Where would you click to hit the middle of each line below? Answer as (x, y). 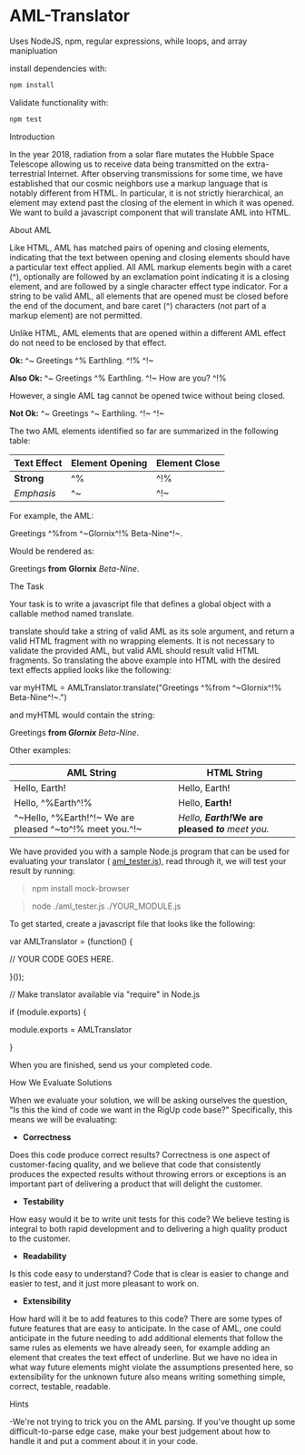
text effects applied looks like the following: (90, 669)
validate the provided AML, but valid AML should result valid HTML (134, 650)
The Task (27, 586)
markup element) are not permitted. (76, 315)
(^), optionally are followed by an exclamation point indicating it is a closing (149, 276)
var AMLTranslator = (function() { (71, 941)
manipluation (34, 50)
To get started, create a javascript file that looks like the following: (133, 923)
